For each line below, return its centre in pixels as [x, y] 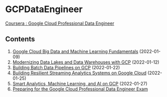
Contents [20, 39]
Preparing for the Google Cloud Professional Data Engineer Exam [80, 89]
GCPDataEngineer [44, 9]
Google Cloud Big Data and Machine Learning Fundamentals [75, 51]
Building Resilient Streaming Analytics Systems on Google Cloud [79, 73]
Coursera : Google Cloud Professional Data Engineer [60, 23]
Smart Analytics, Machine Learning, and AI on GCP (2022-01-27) [80, 83]
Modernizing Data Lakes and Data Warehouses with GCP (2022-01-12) [86, 62]
